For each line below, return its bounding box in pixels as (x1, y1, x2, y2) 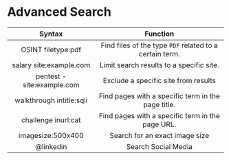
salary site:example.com (12, 60, 91, 69)
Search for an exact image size (109, 130, 210, 140)
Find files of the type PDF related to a (100, 41, 219, 50)
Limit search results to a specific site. (99, 60, 220, 69)
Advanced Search (7, 4, 112, 20)
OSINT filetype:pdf (21, 45, 82, 54)
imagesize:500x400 (18, 130, 84, 140)
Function (144, 29, 175, 38)
